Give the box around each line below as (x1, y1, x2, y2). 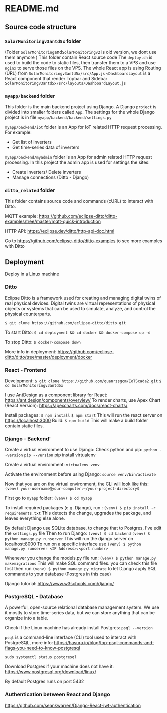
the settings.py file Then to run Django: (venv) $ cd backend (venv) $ (5, 530, 150, 536)
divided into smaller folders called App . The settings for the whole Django (5, 109, 155, 115)
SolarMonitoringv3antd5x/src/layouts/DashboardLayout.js (5, 81, 126, 86)
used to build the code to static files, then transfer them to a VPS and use (5, 59, 156, 65)
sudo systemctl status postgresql (5, 655, 77, 660)
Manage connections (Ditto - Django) (12, 174, 89, 180)
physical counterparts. (5, 311, 51, 317)
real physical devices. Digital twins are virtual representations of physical (5, 300, 156, 306)
